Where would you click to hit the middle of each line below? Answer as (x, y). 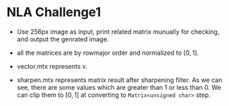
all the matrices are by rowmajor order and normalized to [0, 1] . (108, 53)
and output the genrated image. (63, 39)
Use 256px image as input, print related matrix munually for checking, (118, 32)
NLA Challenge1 (54, 12)
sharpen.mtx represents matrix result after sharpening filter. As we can (119, 80)
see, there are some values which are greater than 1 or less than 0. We (119, 87)
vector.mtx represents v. (52, 66)
